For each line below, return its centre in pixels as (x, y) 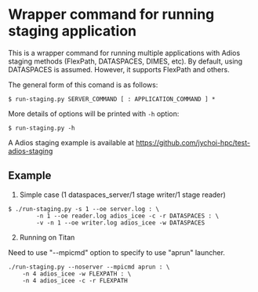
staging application (73, 31)
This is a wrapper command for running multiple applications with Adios (124, 53)
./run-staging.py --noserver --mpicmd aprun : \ (89, 267)
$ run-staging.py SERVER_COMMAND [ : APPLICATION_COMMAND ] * (112, 99)
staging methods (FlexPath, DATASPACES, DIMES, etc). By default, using (125, 61)
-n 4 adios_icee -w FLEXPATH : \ (77, 274)
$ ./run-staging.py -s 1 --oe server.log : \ (84, 209)
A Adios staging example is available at (71, 142)
